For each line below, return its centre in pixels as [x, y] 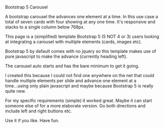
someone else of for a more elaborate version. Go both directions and [75, 106]
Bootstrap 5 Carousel [26, 7]
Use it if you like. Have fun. [32, 120]
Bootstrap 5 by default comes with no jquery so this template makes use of [81, 51]
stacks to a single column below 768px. [45, 27]
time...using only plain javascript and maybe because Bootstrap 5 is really [79, 86]
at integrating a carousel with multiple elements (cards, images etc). [73, 42]
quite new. [15, 91]
